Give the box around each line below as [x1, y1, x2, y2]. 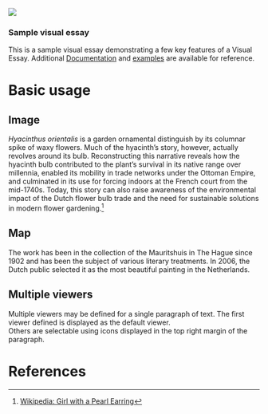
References [8, 362, 86, 380]
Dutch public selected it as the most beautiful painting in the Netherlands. [8, 264, 250, 274]
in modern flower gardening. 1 [8, 202, 104, 213]
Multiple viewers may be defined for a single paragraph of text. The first [8, 309, 245, 318]
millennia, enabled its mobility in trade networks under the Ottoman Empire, [8, 168, 256, 178]
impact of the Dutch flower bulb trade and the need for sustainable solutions [8, 194, 259, 203]
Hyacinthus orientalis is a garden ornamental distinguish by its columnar [8, 134, 246, 144]
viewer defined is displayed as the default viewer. [8, 317, 171, 327]
